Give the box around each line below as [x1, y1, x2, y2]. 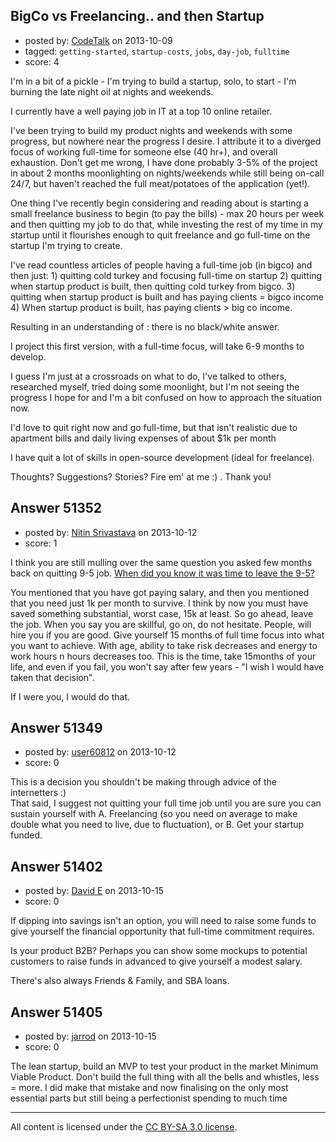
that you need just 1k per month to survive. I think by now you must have [10, 597, 309, 609]
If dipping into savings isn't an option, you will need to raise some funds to [10, 915, 317, 927]
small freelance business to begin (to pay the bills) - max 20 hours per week [10, 207, 325, 219]
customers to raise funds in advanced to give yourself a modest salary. [10, 955, 303, 968]
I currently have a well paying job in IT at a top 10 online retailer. [10, 105, 273, 117]
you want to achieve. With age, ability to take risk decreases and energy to [10, 639, 318, 651]
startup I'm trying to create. [10, 239, 123, 251]
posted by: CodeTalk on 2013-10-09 [24, 34, 173, 46]
